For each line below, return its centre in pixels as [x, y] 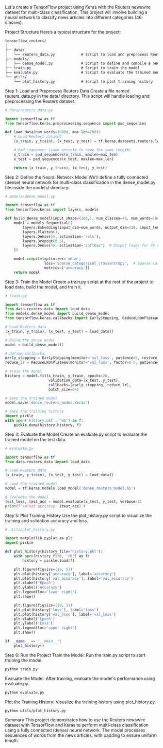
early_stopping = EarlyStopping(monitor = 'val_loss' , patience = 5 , [72, 358]
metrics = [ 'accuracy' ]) [67, 268]
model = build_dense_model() [34, 345]
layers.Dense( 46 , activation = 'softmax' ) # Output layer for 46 [89, 246]
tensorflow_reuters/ [26, 41]
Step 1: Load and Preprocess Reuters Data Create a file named [67, 91]
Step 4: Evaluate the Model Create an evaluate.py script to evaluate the [76, 434]
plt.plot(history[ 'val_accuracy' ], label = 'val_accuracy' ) [73, 578]
